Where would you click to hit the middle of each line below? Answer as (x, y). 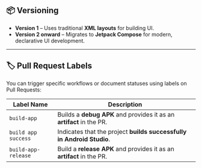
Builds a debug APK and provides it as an (116, 114)
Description (125, 104)
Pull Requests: (24, 90)
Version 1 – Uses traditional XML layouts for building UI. (84, 28)
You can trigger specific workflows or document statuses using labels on (97, 83)
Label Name (30, 104)
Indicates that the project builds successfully (122, 132)
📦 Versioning (32, 10)
